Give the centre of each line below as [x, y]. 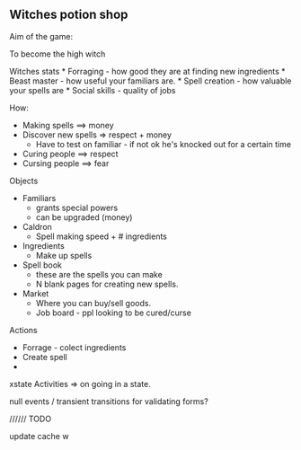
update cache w [39, 436]
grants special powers [77, 207]
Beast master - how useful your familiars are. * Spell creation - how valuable [150, 81]
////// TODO [31, 419]
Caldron [37, 226]
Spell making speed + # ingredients [102, 236]
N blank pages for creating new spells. [107, 284]
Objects [24, 181]
